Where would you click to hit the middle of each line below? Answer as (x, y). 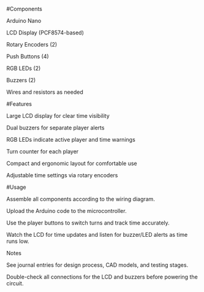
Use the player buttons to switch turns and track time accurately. (88, 223)
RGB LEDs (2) (24, 68)
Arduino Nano (24, 21)
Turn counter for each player (43, 152)
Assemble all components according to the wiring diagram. (81, 199)
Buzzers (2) (21, 80)
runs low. (18, 241)
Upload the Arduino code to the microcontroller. (66, 211)
